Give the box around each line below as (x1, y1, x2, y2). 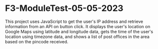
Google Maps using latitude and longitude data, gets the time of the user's (5, 29, 154, 34)
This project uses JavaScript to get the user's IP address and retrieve (5, 19, 143, 24)
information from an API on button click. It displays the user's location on (5, 23, 150, 29)
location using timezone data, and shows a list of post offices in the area (5, 34, 150, 39)
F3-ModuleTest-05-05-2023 (5, 3, 124, 14)
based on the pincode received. (5, 39, 69, 44)
